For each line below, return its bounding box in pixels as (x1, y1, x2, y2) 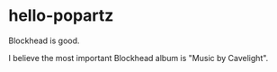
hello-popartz (8, 5, 114, 26)
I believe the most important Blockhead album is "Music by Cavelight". (8, 52, 269, 63)
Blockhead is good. (8, 35, 80, 46)
